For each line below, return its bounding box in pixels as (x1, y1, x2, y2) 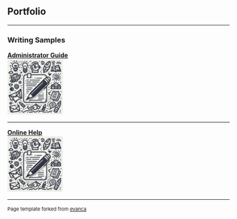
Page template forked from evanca (7, 206, 87, 213)
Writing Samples (7, 35, 66, 45)
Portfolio (7, 6, 47, 18)
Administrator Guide (7, 51, 68, 59)
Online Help (7, 129, 42, 137)
